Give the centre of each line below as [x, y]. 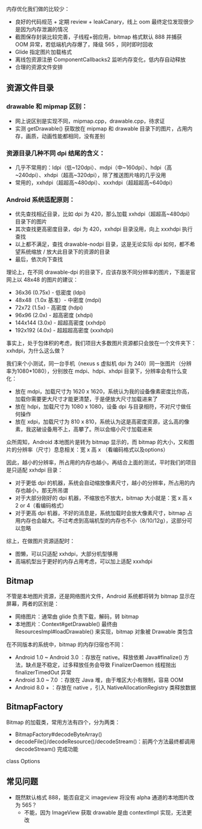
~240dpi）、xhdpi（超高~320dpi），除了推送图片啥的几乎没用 [90, 175]
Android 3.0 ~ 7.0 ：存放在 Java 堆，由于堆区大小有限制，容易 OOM [99, 680]
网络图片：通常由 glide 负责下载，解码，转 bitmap [77, 617]
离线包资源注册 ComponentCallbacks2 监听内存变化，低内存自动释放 [100, 60]
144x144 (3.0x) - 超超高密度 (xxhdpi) [61, 323]
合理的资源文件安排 [39, 67]
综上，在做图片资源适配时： [41, 541]
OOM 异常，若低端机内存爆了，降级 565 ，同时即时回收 [84, 44]
